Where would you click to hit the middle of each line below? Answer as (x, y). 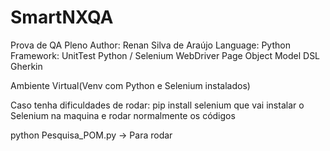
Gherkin (26, 66)
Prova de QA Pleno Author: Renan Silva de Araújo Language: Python (150, 45)
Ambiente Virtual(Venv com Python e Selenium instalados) (130, 85)
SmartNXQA (62, 17)
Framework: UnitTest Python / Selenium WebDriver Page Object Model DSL (165, 55)
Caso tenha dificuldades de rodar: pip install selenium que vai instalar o (157, 105)
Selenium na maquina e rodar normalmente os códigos (123, 115)
